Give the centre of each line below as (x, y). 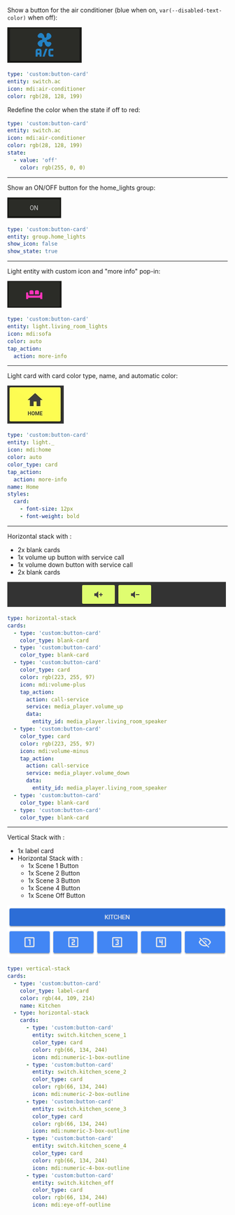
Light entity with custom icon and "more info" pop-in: (84, 272)
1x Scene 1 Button (53, 866)
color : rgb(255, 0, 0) (53, 167)
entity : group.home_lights (47, 237)
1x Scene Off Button (56, 896)
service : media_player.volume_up (74, 707)
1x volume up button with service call (71, 557)
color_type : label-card (55, 991)
